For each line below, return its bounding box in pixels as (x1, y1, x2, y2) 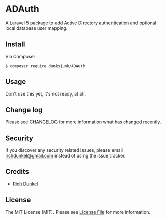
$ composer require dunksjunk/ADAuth (5, 63, 86, 69)
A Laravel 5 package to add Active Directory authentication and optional (5, 20, 156, 26)
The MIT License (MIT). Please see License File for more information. (5, 209, 150, 215)
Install (5, 40, 25, 49)
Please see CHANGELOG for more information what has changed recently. (5, 119, 161, 125)
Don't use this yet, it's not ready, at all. (5, 91, 86, 97)
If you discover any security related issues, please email (5, 147, 123, 153)
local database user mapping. (5, 25, 68, 31)
